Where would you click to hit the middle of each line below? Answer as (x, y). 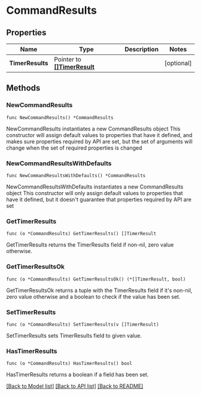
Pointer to (68, 59)
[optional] (178, 63)
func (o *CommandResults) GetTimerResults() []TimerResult (81, 234)
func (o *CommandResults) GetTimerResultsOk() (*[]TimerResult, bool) (96, 279)
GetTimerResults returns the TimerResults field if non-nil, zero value (90, 245)
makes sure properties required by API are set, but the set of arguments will (99, 141)
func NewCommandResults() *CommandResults (60, 117)
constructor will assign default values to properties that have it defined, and (99, 135)
